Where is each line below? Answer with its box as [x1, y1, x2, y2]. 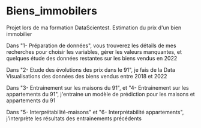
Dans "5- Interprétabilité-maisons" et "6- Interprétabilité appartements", [6, 108, 184, 115]
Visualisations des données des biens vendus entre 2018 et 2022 [6, 72, 167, 80]
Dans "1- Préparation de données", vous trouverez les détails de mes [6, 42, 176, 49]
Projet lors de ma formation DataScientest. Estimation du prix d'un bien [6, 24, 182, 31]
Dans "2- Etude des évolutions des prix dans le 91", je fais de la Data [6, 66, 176, 73]
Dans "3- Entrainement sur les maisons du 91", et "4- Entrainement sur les [6, 84, 189, 91]
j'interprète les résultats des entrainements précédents [6, 115, 142, 122]
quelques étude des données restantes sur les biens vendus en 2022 [6, 54, 178, 62]
